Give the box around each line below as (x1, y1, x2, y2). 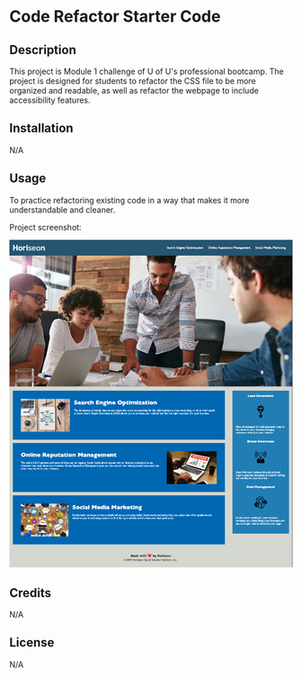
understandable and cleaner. (9, 204, 116, 215)
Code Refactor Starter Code (9, 6, 221, 27)
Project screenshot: (9, 221, 83, 232)
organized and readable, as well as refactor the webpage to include (9, 86, 259, 95)
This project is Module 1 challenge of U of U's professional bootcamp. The (9, 66, 285, 77)
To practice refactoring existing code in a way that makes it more (9, 194, 250, 205)
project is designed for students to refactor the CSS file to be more (9, 76, 256, 86)
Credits (9, 585, 52, 601)
